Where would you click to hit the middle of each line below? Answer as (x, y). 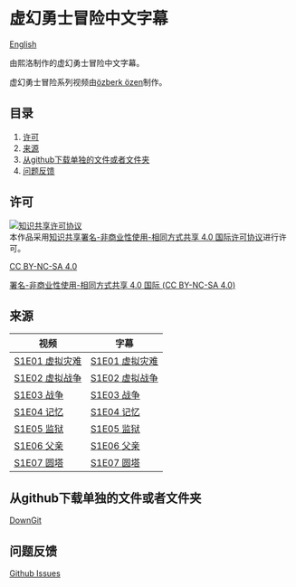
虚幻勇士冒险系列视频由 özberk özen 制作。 (88, 81)
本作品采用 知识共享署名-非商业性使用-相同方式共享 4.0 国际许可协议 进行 (144, 237)
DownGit (26, 520)
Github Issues (35, 573)
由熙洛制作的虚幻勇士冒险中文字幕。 (77, 62)
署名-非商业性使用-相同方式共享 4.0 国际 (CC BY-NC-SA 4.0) (123, 285)
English (23, 44)
